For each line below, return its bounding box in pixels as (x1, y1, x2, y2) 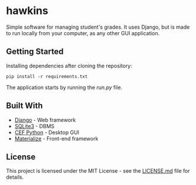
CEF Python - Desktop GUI (14, 129, 79, 136)
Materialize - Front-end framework (14, 135, 99, 142)
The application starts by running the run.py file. (6, 84, 123, 91)
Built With (6, 101, 43, 111)
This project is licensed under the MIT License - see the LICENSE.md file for (6, 167, 190, 174)
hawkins (6, 4, 49, 18)
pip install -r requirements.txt (6, 73, 88, 80)
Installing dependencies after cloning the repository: (6, 62, 133, 69)
